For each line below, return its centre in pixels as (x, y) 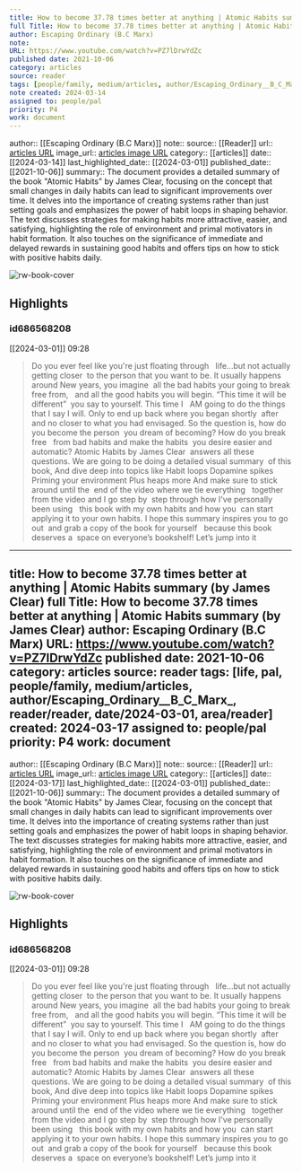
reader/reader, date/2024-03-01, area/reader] (141, 714)
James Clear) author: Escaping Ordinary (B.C (138, 630)
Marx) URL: (41, 644)
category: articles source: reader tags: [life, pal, (146, 673)
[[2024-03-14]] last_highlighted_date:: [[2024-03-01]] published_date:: (140, 162)
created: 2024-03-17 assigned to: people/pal (138, 728)
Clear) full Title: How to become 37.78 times (134, 602)
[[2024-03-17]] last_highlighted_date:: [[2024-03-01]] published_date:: (140, 783)
